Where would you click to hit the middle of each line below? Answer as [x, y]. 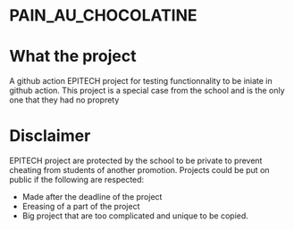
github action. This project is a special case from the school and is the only [147, 91]
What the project [73, 57]
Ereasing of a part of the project [81, 207]
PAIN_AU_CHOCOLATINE [104, 16]
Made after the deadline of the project [92, 197]
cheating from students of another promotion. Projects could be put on [139, 170]
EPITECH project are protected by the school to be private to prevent [136, 160]
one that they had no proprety [64, 100]
